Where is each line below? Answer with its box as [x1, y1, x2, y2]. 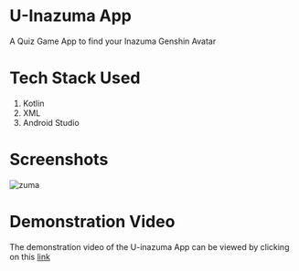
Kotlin [22, 98, 45, 109]
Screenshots [9, 150, 109, 170]
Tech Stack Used [9, 68, 141, 89]
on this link [9, 251, 50, 262]
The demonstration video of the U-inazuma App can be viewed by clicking [9, 241, 290, 252]
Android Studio [22, 117, 80, 128]
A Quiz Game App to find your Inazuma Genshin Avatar [9, 36, 217, 47]
